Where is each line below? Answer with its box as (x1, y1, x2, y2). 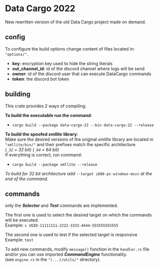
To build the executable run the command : (5, 112, 92, 118)
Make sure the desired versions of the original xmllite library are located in (5, 136, 154, 142)
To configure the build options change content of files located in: (5, 46, 135, 51)
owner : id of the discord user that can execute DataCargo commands (12, 71, 152, 77)
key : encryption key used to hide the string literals (12, 60, 113, 66)
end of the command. (5, 176, 49, 182)
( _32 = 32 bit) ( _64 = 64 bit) (5, 147, 59, 152)
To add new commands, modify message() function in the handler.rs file (5, 246, 150, 252)
